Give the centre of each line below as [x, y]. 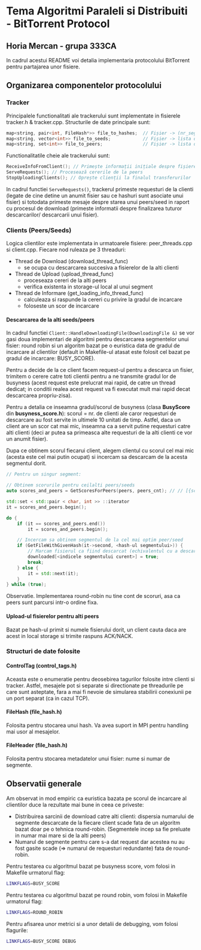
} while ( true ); [26, 585]
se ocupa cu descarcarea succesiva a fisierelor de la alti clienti [101, 267]
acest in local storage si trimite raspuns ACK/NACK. [70, 636]
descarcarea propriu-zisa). [39, 396]
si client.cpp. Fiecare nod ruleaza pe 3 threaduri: [66, 249]
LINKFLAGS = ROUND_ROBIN [34, 912]
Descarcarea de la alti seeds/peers [50, 320]
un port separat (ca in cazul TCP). [48, 698]
